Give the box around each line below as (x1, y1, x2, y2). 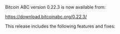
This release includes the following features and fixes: (5, 23, 116, 29)
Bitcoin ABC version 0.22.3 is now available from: (5, 4, 106, 10)
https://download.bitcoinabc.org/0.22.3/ (5, 14, 87, 19)
